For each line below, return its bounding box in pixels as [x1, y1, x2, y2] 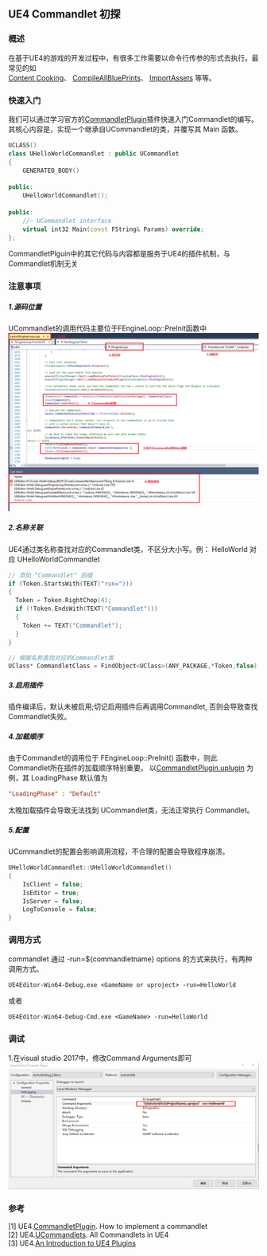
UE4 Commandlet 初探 [8, 7, 121, 22]
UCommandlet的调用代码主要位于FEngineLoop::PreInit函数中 [8, 323, 207, 333]
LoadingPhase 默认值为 [30, 773, 108, 783]
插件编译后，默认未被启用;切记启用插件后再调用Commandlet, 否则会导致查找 [8, 702, 258, 711]
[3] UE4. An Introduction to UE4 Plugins [8, 1238, 137, 1248]
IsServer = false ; [22, 897, 83, 906]
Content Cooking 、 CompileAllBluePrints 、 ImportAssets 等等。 [8, 72, 216, 82]
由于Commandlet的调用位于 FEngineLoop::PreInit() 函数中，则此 [8, 753, 218, 763]
